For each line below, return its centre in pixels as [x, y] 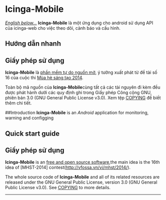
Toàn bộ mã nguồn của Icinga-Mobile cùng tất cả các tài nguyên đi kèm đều [83, 87]
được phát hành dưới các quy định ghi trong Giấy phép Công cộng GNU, [79, 93]
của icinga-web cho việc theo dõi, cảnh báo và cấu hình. [63, 28]
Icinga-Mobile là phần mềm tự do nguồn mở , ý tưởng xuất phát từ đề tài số [81, 72]
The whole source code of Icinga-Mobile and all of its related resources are [82, 177]
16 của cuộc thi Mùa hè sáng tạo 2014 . [44, 78]
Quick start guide [32, 133]
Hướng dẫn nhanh [33, 44]
